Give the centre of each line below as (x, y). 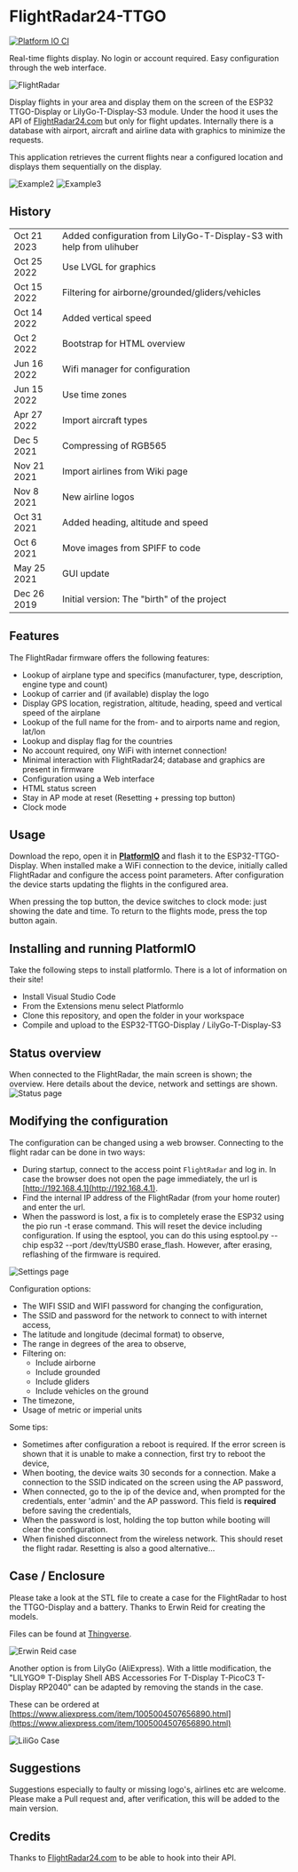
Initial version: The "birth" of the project (144, 599)
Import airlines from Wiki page (125, 471)
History (30, 212)
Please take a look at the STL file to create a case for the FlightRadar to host (148, 1597)
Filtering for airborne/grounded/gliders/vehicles (161, 292)
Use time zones (94, 395)
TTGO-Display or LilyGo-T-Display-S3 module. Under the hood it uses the (144, 111)
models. (24, 1616)
